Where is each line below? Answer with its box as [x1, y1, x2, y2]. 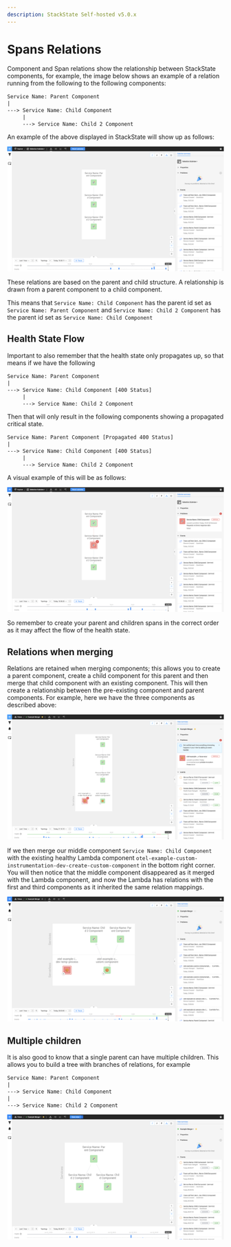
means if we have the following [7, 358, 96, 367]
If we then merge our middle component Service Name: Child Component [7, 846, 212, 854]
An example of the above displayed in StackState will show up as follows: [7, 133, 215, 141]
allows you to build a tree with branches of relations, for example [7, 1061, 190, 1069]
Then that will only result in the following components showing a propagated [7, 412, 224, 421]
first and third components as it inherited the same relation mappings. [7, 883, 204, 891]
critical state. [7, 419, 44, 428]
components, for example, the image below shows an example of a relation [7, 71, 220, 80]
